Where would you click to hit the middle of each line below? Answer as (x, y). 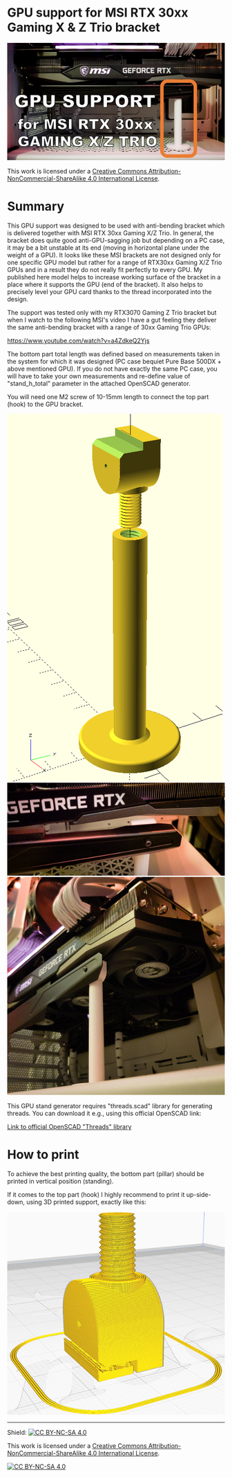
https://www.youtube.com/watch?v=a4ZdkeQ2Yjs (78, 341)
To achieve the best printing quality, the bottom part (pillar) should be (106, 1174)
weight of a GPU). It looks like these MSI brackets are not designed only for (114, 255)
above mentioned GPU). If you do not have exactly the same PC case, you (112, 369)
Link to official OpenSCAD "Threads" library (69, 1127)
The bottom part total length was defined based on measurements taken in (114, 354)
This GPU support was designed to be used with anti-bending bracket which (116, 226)
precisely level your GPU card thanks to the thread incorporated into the (109, 292)
